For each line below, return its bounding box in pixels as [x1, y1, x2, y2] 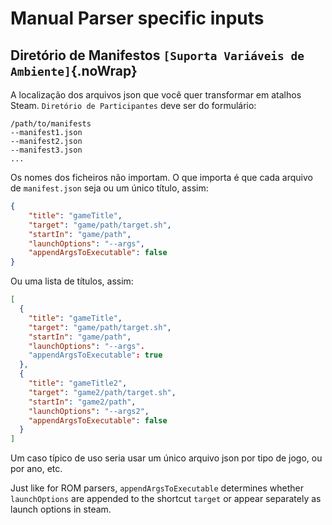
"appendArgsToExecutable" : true [28, 350, 163, 361]
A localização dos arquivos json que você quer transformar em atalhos [10, 89, 302, 101]
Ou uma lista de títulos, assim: [10, 275, 134, 287]
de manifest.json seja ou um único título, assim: [10, 182, 209, 194]
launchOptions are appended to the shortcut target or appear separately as [10, 493, 322, 505]
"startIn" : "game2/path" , [28, 397, 137, 407]
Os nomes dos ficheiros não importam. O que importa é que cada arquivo [10, 172, 313, 183]
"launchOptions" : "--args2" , [28, 406, 150, 416]
